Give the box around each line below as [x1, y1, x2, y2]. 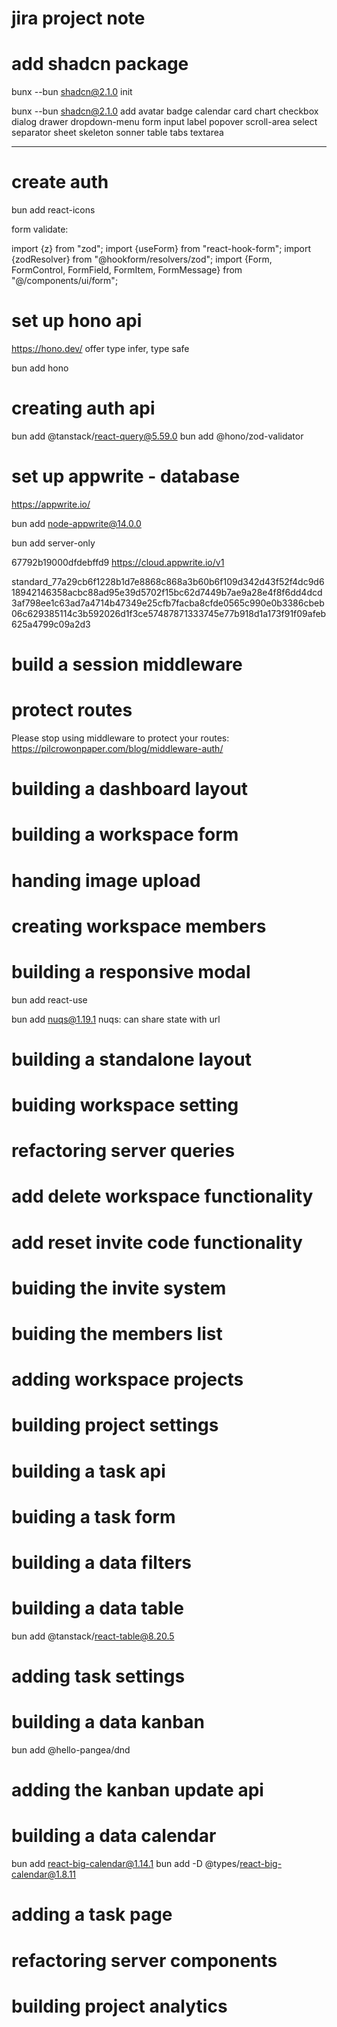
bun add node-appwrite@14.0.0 [11, 517, 142, 529]
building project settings [11, 1414, 219, 1437]
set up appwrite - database [11, 465, 241, 488]
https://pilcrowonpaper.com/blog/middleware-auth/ [11, 743, 224, 754]
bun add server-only [11, 537, 96, 549]
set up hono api [11, 310, 143, 332]
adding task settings [11, 1665, 186, 1688]
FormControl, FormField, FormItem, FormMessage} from [11, 264, 243, 276]
